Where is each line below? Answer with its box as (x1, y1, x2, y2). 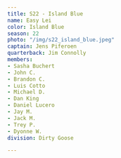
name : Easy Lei (7, 17, 52, 24)
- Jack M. (7, 114, 37, 121)
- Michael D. (7, 88, 46, 96)
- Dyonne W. (7, 128, 42, 135)
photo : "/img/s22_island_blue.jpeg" (7, 37, 115, 44)
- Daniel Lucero (7, 102, 55, 109)
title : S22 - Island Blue (7, 10, 83, 18)
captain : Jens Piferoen (7, 43, 77, 50)
